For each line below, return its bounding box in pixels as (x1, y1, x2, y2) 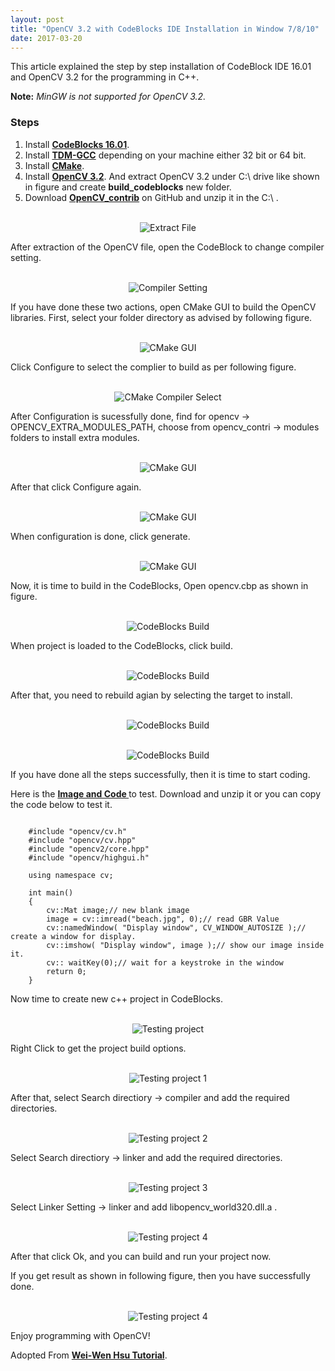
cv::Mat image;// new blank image (46, 905, 190, 915)
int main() (28, 887, 74, 898)
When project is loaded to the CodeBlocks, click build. (10, 639, 233, 651)
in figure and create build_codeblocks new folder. (24, 181, 232, 193)
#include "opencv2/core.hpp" (28, 844, 150, 854)
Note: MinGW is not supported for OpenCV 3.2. (10, 91, 207, 103)
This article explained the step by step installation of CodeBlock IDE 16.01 (10, 61, 312, 73)
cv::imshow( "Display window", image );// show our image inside (46, 940, 325, 950)
